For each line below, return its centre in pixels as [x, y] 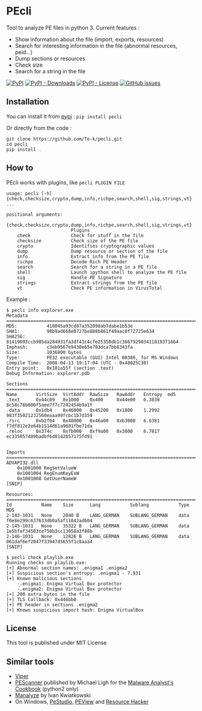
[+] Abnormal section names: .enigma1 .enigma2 [67, 568]
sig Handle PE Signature [69, 278]
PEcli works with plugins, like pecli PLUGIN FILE [66, 182]
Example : [19, 299]
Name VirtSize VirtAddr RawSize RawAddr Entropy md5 [91, 394]
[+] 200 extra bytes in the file [48, 594]
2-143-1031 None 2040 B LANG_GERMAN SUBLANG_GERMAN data [98, 515]
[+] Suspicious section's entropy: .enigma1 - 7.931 [74, 573]
